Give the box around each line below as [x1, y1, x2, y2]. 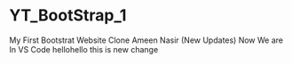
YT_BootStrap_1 [9, 5, 127, 26]
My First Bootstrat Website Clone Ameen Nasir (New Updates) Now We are [9, 35, 284, 45]
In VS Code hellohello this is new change [9, 44, 159, 54]
